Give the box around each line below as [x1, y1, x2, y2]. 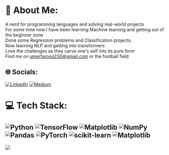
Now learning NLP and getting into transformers [5, 42, 105, 48]
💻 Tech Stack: [5, 100, 68, 111]
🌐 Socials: [5, 68, 38, 76]
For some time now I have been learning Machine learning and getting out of [5, 26, 164, 32]
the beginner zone [5, 32, 43, 38]
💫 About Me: [5, 5, 59, 16]
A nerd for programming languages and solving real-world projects [5, 21, 145, 27]
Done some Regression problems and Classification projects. [5, 37, 132, 43]
